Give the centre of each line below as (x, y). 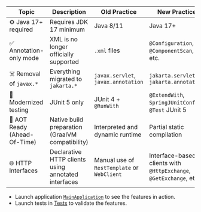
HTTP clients (68, 159)
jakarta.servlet (172, 75)
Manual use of (114, 160)
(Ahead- (22, 135)
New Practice (177, 12)
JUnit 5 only (67, 102)
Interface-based (173, 156)
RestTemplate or (116, 168)
